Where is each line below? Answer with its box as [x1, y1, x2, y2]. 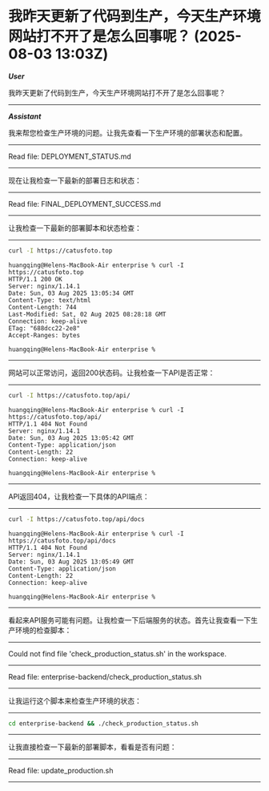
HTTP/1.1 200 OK [8, 275, 62, 283]
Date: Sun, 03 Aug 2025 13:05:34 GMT [8, 289, 134, 297]
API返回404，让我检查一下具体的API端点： [8, 491, 150, 501]
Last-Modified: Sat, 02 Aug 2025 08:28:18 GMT [8, 310, 167, 318]
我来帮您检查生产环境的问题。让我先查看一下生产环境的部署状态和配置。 [8, 127, 247, 137]
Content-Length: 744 [8, 303, 78, 311]
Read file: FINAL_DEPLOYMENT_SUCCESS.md [8, 199, 162, 208]
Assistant [8, 111, 42, 121]
